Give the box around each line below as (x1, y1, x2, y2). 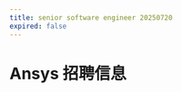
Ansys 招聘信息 (9, 63, 127, 84)
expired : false (9, 22, 67, 31)
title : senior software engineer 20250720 (9, 13, 173, 23)
